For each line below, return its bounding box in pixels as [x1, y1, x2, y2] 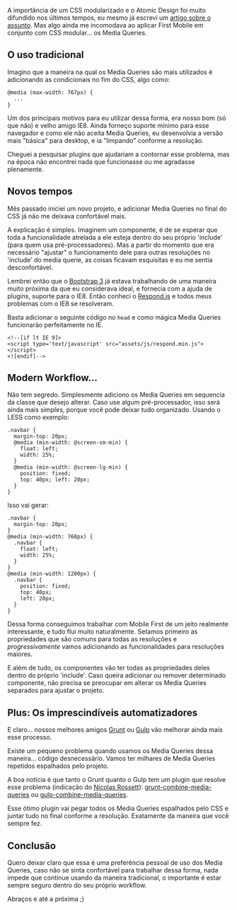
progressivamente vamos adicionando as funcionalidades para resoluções [7, 643, 225, 651]
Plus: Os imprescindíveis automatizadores [7, 706, 198, 718]
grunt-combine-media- [144, 783, 212, 791]
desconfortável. [7, 263, 53, 272]
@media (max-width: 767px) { [7, 88, 93, 96]
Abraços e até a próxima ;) [7, 894, 85, 904]
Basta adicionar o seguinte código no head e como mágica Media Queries [7, 313, 221, 321]
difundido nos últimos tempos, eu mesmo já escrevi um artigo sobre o [7, 13, 211, 22]
